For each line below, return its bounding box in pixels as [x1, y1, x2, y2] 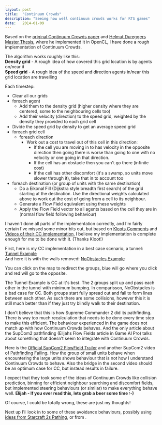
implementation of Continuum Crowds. [5, 44, 82, 50]
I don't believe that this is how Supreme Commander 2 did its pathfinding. [5, 310, 151, 315]
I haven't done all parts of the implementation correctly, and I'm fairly [5, 221, 143, 227]
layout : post [5, 7, 31, 12]
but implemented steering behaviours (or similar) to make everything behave [5, 385, 158, 391]
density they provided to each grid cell [19, 119, 96, 125]
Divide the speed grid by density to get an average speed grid [12, 124, 136, 130]
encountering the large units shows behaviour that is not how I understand [5, 355, 153, 361]
